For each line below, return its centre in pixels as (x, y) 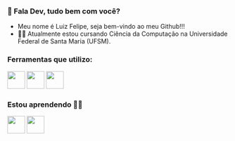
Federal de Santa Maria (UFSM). (64, 41)
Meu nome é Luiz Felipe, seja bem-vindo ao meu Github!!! (101, 27)
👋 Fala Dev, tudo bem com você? (64, 11)
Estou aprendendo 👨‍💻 (45, 105)
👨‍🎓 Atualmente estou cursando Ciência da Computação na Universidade (122, 34)
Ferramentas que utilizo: (50, 60)
